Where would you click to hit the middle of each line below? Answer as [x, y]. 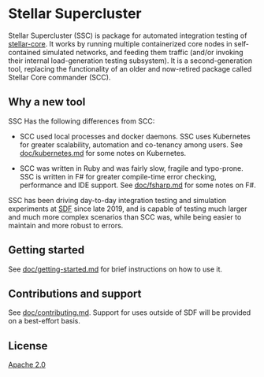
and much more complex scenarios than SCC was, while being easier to [125, 216]
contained [24, 52]
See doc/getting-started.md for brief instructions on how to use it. [115, 269]
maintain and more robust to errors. [66, 225]
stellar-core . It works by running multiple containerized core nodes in [120, 43]
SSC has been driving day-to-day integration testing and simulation [117, 200]
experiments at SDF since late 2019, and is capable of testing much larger [128, 209]
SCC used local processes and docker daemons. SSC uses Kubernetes [135, 136]
